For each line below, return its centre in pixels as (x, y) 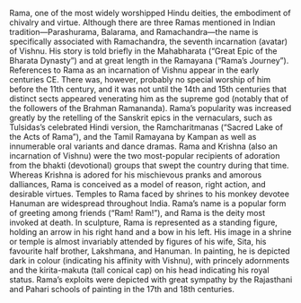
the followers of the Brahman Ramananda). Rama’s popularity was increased (150, 108)
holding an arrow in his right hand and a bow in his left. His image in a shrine (150, 232)
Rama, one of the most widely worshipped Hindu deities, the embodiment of (150, 13)
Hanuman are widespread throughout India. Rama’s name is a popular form (148, 203)
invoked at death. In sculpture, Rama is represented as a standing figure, (144, 222)
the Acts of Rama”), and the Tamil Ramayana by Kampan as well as (133, 137)
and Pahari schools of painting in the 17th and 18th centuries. (122, 289)
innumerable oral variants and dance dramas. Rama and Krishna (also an (144, 146)
